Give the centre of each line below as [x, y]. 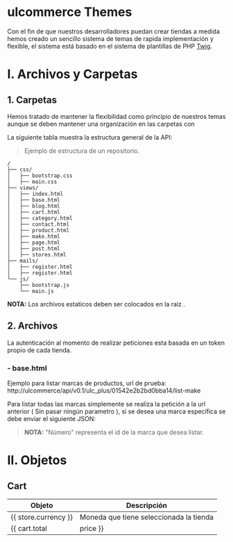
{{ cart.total [29, 529]
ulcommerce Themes [70, 12]
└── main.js [37, 291]
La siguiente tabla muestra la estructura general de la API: [90, 137]
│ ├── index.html [35, 194]
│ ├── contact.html [38, 224]
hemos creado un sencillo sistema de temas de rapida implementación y [110, 38]
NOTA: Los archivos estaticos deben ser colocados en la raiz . [96, 304]
